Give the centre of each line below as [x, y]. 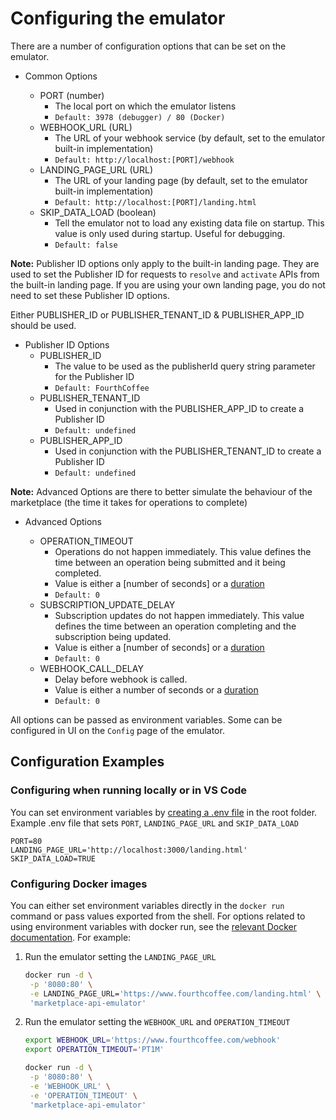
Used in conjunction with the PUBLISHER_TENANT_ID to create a [188, 451]
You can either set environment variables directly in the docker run [147, 905]
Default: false [86, 245]
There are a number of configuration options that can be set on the [148, 46]
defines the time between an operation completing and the [175, 626]
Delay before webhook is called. [121, 679]
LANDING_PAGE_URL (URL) [96, 169]
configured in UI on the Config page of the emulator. [117, 730]
